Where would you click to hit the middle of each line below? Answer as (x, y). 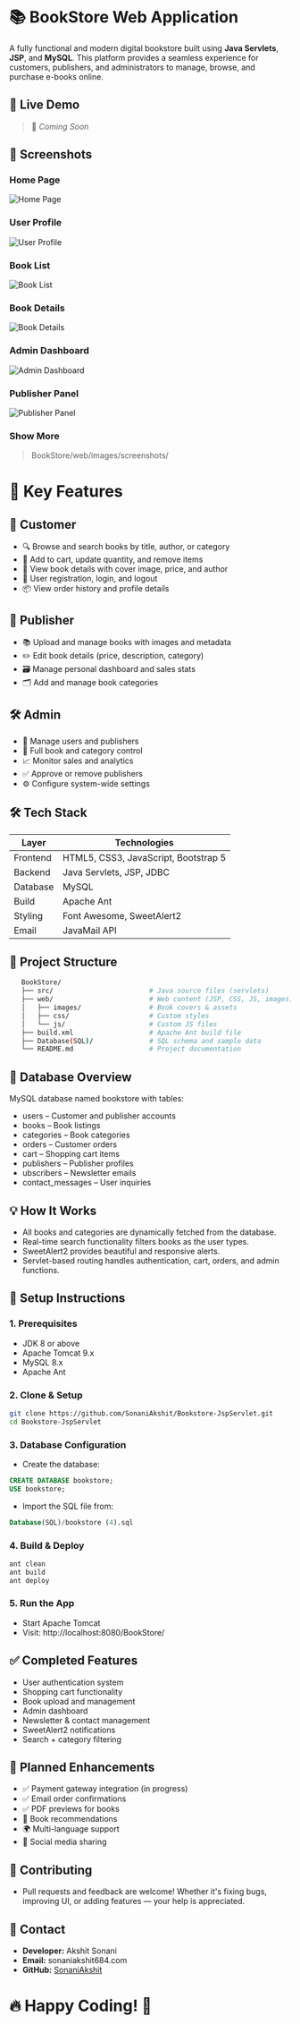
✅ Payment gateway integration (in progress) (105, 1789)
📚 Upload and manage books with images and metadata (127, 642)
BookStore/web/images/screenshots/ (100, 455)
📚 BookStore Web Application (124, 17)
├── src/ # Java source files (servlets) (145, 991)
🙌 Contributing (51, 1870)
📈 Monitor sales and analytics (78, 761)
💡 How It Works (53, 1210)
